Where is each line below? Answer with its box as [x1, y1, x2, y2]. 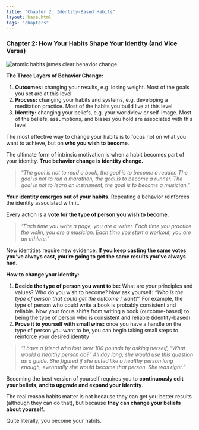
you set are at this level [14, 90, 72, 97]
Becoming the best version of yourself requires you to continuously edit [6, 375, 184, 382]
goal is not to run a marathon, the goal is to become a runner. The [20, 175, 183, 182]
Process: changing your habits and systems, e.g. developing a [14, 96, 168, 103]
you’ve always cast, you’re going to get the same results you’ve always [6, 253, 186, 260]
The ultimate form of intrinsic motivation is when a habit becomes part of [6, 151, 185, 158]
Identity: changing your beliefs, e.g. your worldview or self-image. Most [14, 108, 192, 116]
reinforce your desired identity [14, 333, 89, 340]
